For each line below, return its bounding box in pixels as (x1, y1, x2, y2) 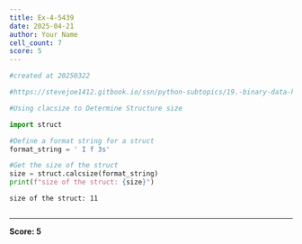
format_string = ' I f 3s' (9, 145, 111, 154)
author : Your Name (9, 30, 78, 39)
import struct (9, 120, 63, 129)
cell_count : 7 (9, 38, 63, 48)
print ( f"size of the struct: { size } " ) (9, 177, 155, 187)
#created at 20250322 (9, 71, 91, 81)
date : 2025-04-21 (9, 22, 75, 31)
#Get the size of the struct (9, 161, 119, 170)
